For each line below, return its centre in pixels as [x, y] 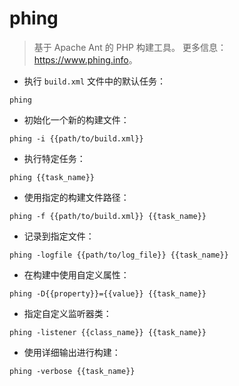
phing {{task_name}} [52, 177]
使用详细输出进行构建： [72, 352]
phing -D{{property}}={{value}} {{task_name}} [108, 293]
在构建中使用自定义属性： [76, 274]
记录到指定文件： [59, 236]
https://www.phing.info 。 [85, 59]
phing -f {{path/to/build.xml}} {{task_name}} [108, 216]
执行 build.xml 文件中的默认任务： [95, 81]
